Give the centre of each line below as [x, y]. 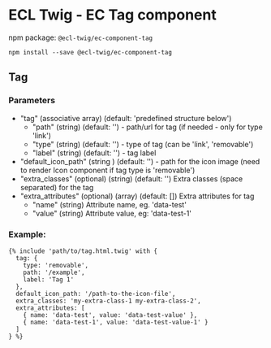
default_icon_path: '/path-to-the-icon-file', [96, 294]
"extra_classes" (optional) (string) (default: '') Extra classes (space [131, 178]
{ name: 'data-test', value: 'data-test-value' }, [110, 315]
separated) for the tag [57, 187]
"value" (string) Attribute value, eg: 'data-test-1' [112, 213]
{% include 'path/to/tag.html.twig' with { [83, 251]
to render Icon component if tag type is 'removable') [108, 170]
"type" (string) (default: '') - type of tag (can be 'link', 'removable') [143, 144]
